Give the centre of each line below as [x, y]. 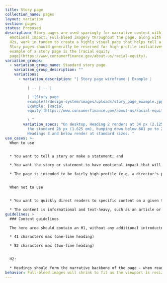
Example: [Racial [45, 106]
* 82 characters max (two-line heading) [52, 246]
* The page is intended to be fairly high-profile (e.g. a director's [84, 174]
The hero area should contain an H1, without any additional [74, 228]
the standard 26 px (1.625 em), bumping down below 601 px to [93, 129]
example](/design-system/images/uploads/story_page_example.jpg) [96, 102]
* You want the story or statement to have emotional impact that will [85, 165]
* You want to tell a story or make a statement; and [66, 156]
